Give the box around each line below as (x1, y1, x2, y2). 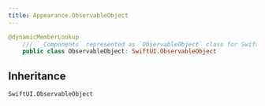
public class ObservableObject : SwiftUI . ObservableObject (22, 48, 217, 56)
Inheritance (8, 69, 66, 82)
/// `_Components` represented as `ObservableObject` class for (22, 40, 238, 48)
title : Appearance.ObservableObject (8, 11, 129, 20)
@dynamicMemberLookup (8, 33, 80, 41)
